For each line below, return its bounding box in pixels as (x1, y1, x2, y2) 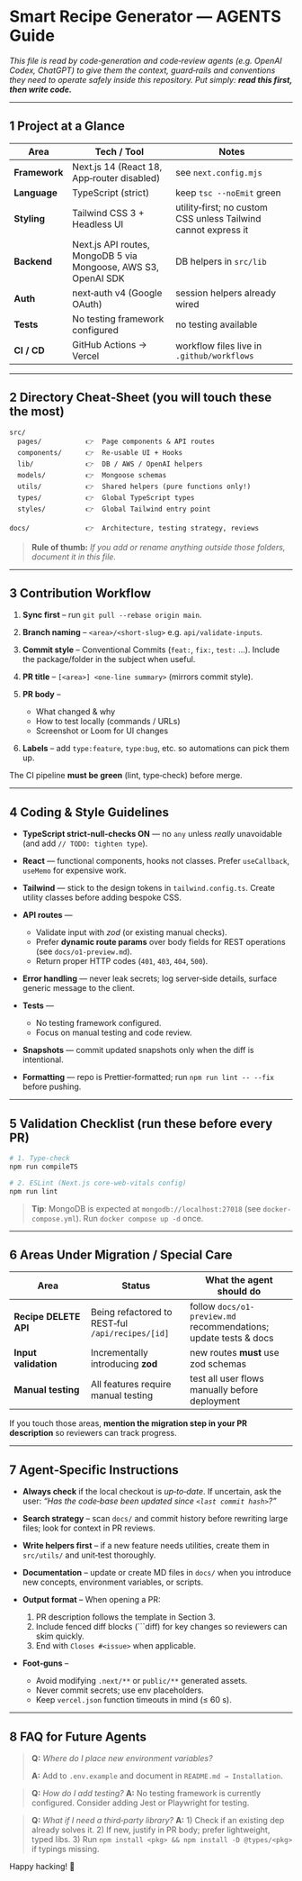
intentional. (22, 1054, 65, 1065)
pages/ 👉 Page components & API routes (17, 437, 216, 446)
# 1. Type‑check (9, 1154, 70, 1163)
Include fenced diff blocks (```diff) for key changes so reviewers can (35, 1622, 288, 1632)
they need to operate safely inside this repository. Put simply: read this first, (9, 74, 293, 85)
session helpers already (174, 286, 277, 299)
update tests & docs (190, 1331, 274, 1344)
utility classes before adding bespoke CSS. (22, 892, 182, 903)
